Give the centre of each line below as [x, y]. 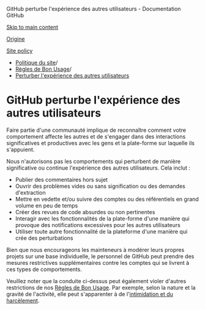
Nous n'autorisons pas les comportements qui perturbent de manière [94, 161]
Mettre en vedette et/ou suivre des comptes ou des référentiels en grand [107, 199]
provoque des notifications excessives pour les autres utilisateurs [98, 225]
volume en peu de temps [47, 205]
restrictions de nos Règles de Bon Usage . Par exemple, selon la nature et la [101, 287]
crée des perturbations [44, 238]
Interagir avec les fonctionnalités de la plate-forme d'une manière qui [102, 218]
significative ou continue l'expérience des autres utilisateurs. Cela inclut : [99, 168]
